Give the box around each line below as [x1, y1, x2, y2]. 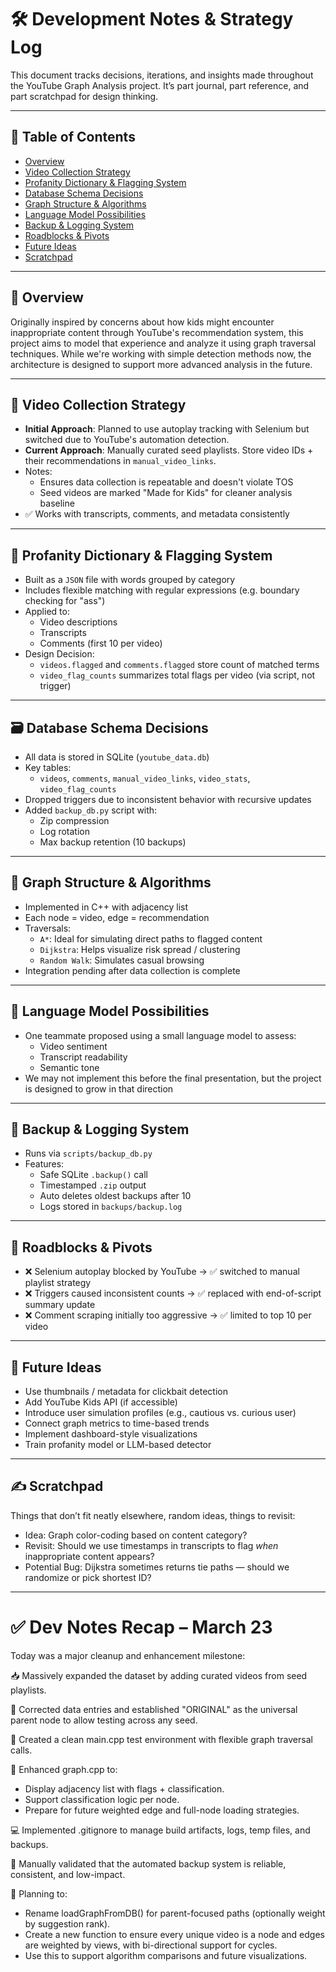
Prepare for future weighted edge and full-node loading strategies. [24, 1804, 300, 1816]
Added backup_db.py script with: [24, 804, 158, 816]
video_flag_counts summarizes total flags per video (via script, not [39, 669, 316, 681]
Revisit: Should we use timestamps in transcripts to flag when [24, 1539, 279, 1551]
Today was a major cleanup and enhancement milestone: [10, 1649, 246, 1661]
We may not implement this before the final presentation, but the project [24, 1072, 322, 1084]
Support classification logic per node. [24, 1793, 180, 1805]
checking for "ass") [24, 595, 106, 607]
